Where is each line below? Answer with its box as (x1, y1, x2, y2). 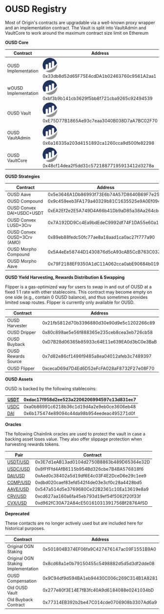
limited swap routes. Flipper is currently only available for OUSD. (5, 299, 135, 305)
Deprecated (5, 511, 30, 517)
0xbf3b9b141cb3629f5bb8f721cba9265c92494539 (42, 95, 153, 101)
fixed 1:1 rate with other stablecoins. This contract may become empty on (5, 289, 152, 295)
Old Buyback (7, 597, 33, 603)
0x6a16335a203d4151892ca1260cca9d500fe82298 (42, 140, 155, 146)
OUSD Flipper (7, 365, 35, 371)
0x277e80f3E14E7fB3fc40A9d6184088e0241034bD (42, 587, 154, 593)
